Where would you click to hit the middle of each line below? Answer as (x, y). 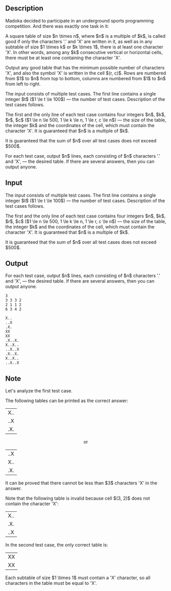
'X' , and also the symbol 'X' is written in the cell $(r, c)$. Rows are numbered (86, 73)
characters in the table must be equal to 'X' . (51, 583)
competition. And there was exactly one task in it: (57, 26)
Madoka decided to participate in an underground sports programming (80, 20)
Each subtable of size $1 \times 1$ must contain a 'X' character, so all (78, 578)
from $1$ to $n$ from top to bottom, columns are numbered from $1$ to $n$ (86, 78)
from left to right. (23, 84)
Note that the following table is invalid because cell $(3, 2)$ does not (78, 498)
